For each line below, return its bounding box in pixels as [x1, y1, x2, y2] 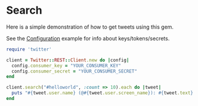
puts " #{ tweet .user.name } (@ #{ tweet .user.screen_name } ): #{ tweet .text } [11, 90, 194, 96]
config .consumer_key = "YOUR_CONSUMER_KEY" [11, 63, 121, 68]
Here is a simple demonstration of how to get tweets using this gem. [6, 23, 174, 30]
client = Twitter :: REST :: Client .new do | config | [6, 57, 129, 63]
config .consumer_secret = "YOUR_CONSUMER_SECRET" [11, 68, 137, 74]
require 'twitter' [6, 46, 52, 52]
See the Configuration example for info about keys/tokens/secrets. [6, 35, 170, 42]
